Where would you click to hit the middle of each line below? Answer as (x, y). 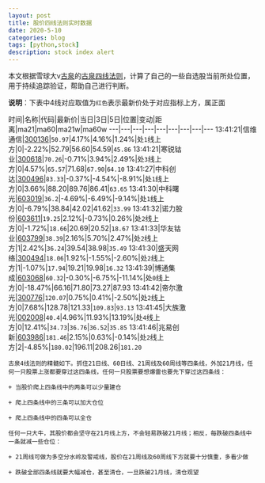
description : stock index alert (61, 52)
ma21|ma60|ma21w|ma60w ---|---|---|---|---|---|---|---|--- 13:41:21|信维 (137, 129)
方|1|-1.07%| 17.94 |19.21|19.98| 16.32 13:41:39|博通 (88, 268)
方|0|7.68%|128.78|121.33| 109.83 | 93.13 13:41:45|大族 (94, 307)
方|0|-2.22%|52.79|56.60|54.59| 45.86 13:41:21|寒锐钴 (95, 149)
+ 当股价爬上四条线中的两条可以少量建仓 (65, 387)
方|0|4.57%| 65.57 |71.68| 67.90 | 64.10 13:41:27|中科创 (92, 169)
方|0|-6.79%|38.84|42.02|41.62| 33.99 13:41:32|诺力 (92, 208)
